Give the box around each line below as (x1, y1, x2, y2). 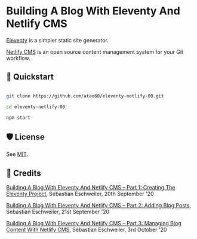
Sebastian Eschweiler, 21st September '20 (6, 208, 110, 215)
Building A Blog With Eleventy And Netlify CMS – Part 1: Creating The (6, 184, 176, 191)
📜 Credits (6, 168, 42, 178)
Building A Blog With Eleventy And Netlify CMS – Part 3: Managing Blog (6, 220, 182, 226)
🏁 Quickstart (6, 72, 54, 82)
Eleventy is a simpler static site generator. (6, 36, 109, 44)
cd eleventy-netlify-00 (6, 103, 66, 110)
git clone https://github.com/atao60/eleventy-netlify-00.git (6, 93, 164, 99)
